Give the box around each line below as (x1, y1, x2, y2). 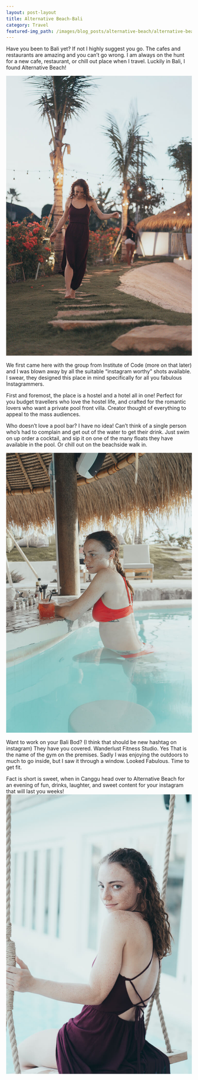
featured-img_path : (6, 28, 54, 34)
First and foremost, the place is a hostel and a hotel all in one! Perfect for (6, 392, 183, 399)
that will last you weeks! (6, 787, 64, 795)
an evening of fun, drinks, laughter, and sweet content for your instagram (6, 781, 184, 788)
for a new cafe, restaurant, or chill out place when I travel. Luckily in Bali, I (6, 58, 186, 65)
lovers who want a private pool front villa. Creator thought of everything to (6, 404, 187, 411)
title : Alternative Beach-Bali (6, 15, 83, 22)
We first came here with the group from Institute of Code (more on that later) (6, 361, 192, 368)
